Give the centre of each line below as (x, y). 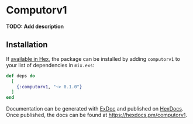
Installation (27, 45)
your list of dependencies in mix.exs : (50, 65)
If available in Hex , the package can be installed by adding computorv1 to (93, 58)
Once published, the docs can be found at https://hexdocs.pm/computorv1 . (97, 115)
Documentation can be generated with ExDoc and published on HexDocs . (95, 109)
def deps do (20, 76)
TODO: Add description (35, 26)
